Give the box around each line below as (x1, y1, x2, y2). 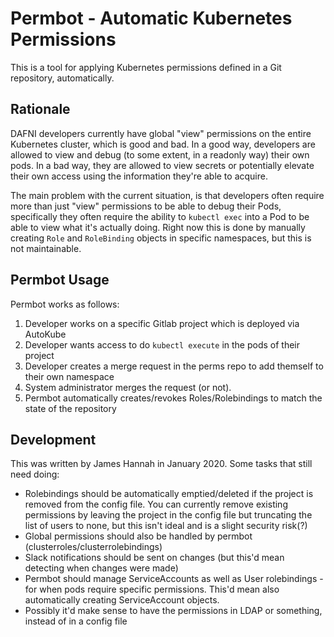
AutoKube (24, 328, 67, 340)
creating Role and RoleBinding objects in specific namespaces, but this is (10, 232, 312, 244)
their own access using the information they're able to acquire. (10, 170, 268, 182)
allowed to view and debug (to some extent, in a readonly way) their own (10, 148, 310, 161)
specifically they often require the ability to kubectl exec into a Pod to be (10, 210, 310, 222)
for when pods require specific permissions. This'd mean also (24, 583, 280, 596)
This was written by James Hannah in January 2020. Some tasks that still (10, 458, 313, 470)
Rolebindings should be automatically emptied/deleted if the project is (24, 488, 314, 500)
